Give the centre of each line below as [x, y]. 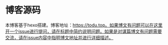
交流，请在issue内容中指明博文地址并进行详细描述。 [59, 37]
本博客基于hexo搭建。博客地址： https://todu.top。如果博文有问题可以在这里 [84, 25]
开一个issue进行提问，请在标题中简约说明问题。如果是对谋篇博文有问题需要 [84, 31]
